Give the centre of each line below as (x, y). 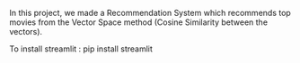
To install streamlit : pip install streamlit (81, 49)
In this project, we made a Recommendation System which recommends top (150, 13)
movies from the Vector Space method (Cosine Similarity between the (138, 22)
